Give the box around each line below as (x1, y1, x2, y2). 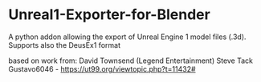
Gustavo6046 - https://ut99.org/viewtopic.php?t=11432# (8, 64, 196, 73)
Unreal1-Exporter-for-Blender (8, 6, 210, 24)
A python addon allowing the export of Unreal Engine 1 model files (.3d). (8, 32, 247, 41)
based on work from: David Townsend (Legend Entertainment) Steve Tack (8, 56, 254, 65)
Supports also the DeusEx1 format (8, 40, 120, 49)
